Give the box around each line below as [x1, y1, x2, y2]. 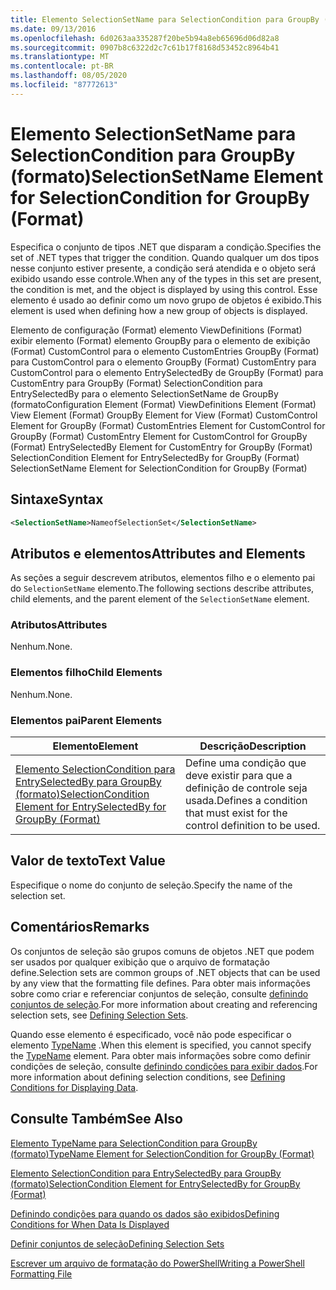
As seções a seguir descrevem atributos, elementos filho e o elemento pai [10, 572, 316, 584]
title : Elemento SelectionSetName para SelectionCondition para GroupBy [10, 14, 320, 25]
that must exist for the [184, 806, 288, 820]
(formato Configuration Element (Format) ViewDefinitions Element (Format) [10, 398, 317, 410]
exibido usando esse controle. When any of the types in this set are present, [10, 272, 322, 285]
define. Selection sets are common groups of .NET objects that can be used [10, 966, 321, 978]
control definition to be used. [184, 819, 321, 833]
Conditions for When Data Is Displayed [10, 1218, 170, 1230]
